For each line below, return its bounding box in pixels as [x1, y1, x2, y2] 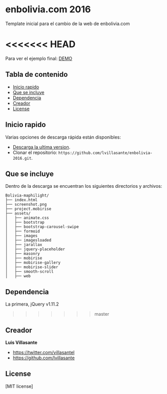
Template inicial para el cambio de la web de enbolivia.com [5, 20, 130, 27]
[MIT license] [5, 383, 33, 389]
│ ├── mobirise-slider [5, 265, 58, 270]
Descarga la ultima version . [12, 144, 71, 150]
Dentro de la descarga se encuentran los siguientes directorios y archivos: [5, 183, 162, 189]
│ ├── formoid [5, 229, 40, 234]
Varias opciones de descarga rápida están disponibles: [5, 134, 121, 140]
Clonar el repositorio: [12, 149, 57, 156]
